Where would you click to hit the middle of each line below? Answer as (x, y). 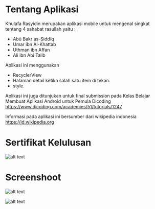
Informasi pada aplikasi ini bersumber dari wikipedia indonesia (71, 117)
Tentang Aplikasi (42, 9)
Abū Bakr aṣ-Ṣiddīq (34, 39)
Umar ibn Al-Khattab (34, 44)
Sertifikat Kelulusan (48, 143)
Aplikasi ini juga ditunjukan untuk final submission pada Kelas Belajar (78, 96)
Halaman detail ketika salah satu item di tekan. (61, 80)
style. (18, 86)
